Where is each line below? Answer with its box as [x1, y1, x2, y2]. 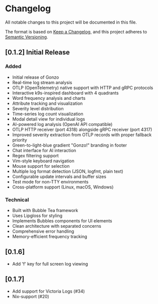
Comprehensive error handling [12, 228, 75, 234]
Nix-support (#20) [12, 293, 50, 299]
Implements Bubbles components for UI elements [12, 217, 112, 224]
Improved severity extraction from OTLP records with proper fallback [12, 131, 152, 138]
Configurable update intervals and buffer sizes [12, 173, 106, 180]
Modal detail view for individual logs [12, 116, 85, 122]
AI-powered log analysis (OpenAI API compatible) [12, 121, 113, 127]
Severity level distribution [12, 105, 64, 111]
